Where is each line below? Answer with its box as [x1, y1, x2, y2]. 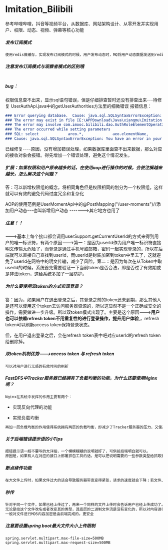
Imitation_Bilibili [5, 3, 73, 15]
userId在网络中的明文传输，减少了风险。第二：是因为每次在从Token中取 [13, 258, 162, 264]
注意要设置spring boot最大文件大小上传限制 [5, 523, 96, 529]
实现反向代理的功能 [12, 404, 52, 410]
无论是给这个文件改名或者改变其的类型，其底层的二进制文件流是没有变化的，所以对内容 [5, 507, 158, 512]
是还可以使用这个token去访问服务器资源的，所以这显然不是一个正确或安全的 [5, 303, 161, 309]
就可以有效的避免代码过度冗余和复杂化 [5, 190, 84, 196]
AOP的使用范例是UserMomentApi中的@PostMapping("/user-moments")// [5, 201, 156, 207]
